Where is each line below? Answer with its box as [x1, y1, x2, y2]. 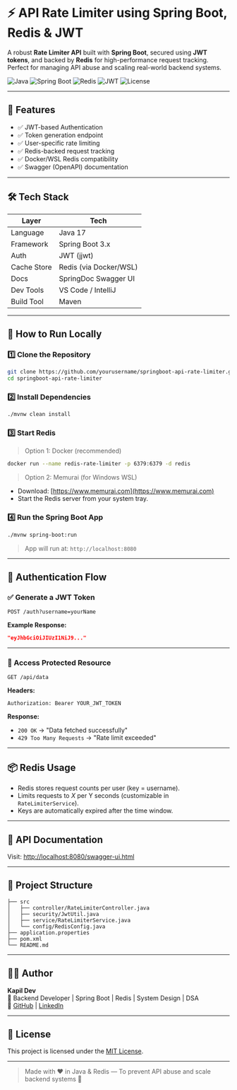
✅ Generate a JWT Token [7, 592, 95, 602]
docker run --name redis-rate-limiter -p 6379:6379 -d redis [7, 460, 191, 468]
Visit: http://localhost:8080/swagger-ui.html [7, 852, 135, 861]
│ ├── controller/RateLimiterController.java [7, 904, 150, 912]
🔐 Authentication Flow [7, 571, 107, 583]
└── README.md [7, 941, 49, 949]
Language [11, 227, 44, 237]
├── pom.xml [7, 935, 42, 942]
